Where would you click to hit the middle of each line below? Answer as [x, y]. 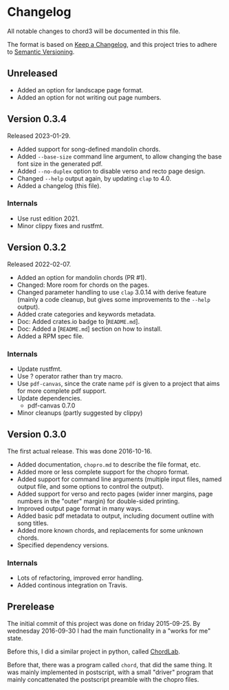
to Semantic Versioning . [41, 52]
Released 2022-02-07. [39, 264]
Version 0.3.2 [37, 248]
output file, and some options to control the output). [90, 486]
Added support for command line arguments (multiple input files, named [119, 479]
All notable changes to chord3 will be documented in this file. [94, 31]
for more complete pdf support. [62, 391]
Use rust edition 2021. [48, 219]
